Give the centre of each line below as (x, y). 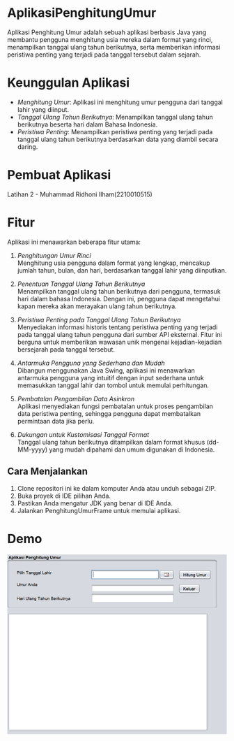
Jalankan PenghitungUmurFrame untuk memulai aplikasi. (99, 510)
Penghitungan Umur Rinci (54, 255)
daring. (28, 146)
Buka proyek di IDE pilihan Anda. (64, 496)
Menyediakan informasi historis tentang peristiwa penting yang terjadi (117, 327)
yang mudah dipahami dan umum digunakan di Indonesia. (132, 449)
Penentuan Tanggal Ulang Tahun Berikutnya (81, 284)
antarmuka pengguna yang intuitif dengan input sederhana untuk (110, 377)
